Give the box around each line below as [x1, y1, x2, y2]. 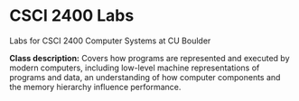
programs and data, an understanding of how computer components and [9, 71, 281, 82]
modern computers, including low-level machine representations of [9, 62, 260, 73]
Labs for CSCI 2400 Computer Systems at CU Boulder [9, 35, 211, 46]
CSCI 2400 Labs [9, 5, 135, 26]
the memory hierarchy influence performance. [9, 81, 182, 92]
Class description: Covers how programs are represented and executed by [9, 52, 291, 63]
